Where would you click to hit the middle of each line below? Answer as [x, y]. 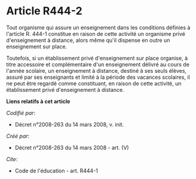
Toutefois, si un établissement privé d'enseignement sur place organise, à [97, 58]
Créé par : [18, 136]
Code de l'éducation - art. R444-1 [56, 171]
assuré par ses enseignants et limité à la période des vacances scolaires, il [98, 77]
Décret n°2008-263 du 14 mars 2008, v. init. [69, 124]
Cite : [12, 159]
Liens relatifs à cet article [38, 101]
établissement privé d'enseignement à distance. [65, 89]
